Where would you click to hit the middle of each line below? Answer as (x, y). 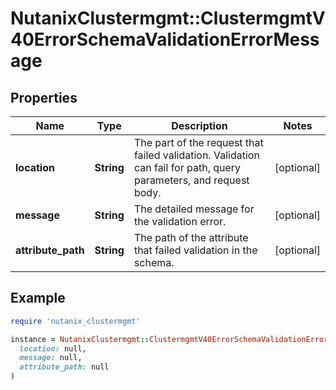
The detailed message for (194, 209)
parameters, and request (191, 180)
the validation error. (180, 221)
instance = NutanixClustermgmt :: (80, 339)
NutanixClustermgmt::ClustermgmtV (168, 18)
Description (199, 125)
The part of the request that (198, 142)
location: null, (53, 348)
